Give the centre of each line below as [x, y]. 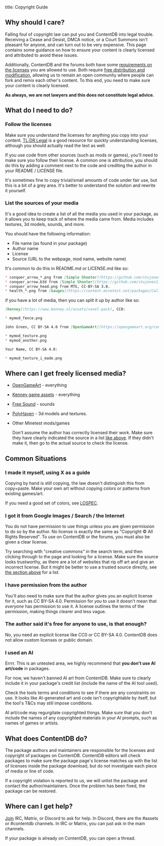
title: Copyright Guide [26, 7]
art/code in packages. [28, 669]
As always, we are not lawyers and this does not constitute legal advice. [80, 95]
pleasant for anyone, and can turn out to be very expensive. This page [76, 45]
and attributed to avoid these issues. [42, 55]
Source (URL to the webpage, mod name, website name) [69, 259]
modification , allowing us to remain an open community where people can [79, 75]
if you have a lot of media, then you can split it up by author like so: [72, 300]
